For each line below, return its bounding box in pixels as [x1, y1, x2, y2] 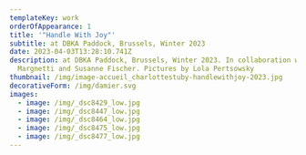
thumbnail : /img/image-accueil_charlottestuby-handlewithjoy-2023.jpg [9, 73, 283, 82]
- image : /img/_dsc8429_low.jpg [17, 98, 141, 108]
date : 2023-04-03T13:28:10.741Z [9, 47, 132, 57]
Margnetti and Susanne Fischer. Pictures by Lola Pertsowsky [17, 65, 255, 74]
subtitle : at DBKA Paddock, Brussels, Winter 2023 [9, 38, 206, 48]
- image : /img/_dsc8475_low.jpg [17, 124, 141, 133]
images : [9, 89, 39, 98]
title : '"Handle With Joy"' [9, 30, 117, 39]
